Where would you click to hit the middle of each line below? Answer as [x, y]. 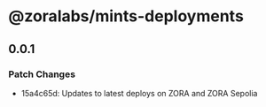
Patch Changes [42, 74]
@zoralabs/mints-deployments [126, 16]
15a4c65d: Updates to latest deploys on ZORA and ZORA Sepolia [139, 93]
